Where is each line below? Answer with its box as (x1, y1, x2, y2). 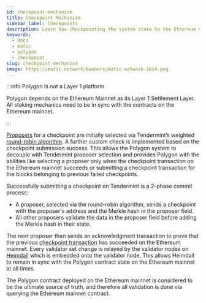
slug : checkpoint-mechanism (6, 60, 78, 66)
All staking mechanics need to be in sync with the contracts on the (6, 101, 175, 109)
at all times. (6, 265, 36, 272)
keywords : (6, 32, 32, 38)
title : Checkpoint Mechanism (6, 15, 81, 21)
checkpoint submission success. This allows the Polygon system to (6, 145, 177, 152)
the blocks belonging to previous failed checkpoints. (6, 171, 139, 178)
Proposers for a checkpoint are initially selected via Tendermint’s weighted (6, 131, 195, 139)
